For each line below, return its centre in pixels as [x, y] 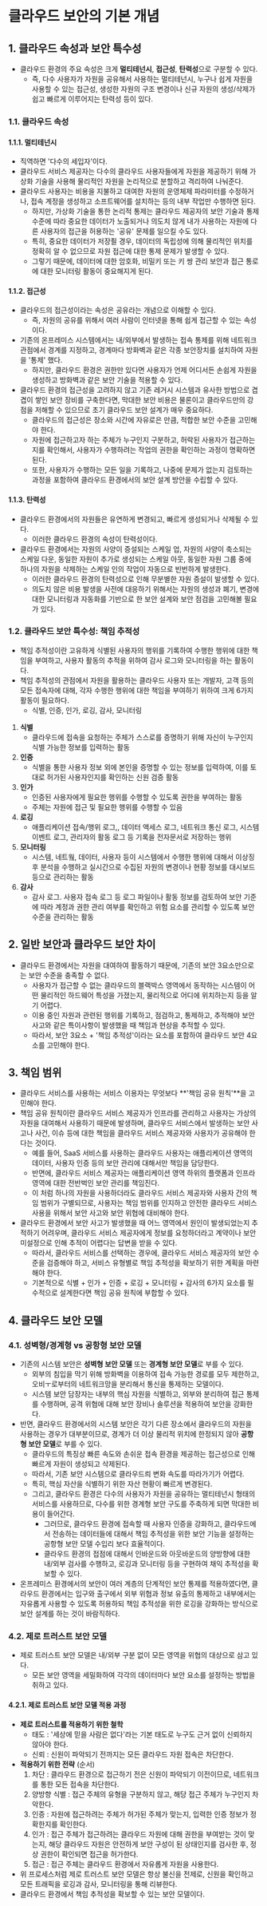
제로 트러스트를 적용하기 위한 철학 [71, 1724]
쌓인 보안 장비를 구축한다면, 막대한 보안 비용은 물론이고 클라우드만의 [140, 400]
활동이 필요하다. [44, 700]
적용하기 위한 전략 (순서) [57, 1764]
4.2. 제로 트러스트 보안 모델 [58, 1636]
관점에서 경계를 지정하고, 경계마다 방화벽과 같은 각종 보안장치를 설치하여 [132, 350]
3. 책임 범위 [35, 1073]
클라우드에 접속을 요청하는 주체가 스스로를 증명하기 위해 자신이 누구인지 [142, 737]
